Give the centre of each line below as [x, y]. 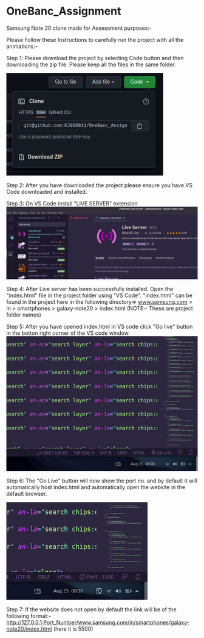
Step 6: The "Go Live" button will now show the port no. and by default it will [102, 481]
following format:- [29, 616]
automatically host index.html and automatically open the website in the [96, 487]
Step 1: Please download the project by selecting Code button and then [95, 58]
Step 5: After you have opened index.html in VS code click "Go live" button [100, 327]
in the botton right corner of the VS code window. [68, 333]
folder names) [24, 315]
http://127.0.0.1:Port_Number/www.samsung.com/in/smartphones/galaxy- [98, 622]
